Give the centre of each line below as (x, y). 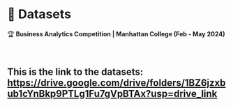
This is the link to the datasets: (75, 72)
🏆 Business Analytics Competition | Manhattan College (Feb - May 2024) (116, 33)
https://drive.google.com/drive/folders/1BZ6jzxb (116, 83)
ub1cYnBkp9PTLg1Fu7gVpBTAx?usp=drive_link (112, 94)
